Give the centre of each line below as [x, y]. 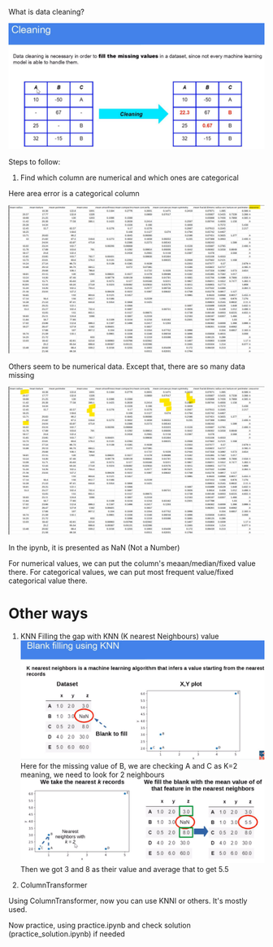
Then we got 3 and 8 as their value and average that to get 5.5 [124, 870]
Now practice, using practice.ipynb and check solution [100, 925]
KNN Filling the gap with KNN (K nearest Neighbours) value [119, 636]
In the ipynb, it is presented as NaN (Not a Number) [94, 547]
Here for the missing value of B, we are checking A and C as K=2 [129, 765]
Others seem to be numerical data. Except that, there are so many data [127, 366]
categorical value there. [48, 581]
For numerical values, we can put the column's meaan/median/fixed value [132, 563]
